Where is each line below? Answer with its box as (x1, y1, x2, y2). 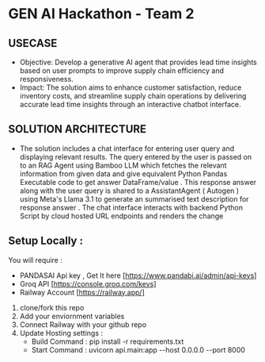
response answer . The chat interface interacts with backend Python (19, 202, 244, 212)
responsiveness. (19, 75, 74, 83)
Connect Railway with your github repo (19, 319, 147, 329)
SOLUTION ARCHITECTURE (8, 122, 147, 136)
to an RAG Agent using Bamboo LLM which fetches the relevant (19, 160, 227, 170)
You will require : (8, 255, 63, 264)
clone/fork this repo (19, 302, 85, 312)
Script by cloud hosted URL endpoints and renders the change (19, 211, 224, 221)
